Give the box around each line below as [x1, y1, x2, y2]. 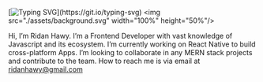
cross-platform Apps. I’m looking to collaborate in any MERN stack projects [8, 48, 253, 57]
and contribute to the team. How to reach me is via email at [8, 56, 201, 65]
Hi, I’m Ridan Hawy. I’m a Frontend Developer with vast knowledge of [8, 32, 233, 40]
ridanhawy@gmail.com [8, 65, 83, 74]
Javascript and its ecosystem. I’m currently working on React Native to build [8, 39, 256, 49]
